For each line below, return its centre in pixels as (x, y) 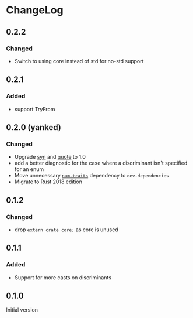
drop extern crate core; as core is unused (66, 230)
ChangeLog (35, 10)
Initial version (22, 310)
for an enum (29, 169)
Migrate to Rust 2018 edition (48, 182)
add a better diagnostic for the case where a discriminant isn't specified (101, 163)
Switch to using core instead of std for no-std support (79, 61)
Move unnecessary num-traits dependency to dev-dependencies (92, 176)
